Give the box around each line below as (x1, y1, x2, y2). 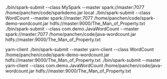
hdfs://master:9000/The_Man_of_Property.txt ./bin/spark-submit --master (5, 57, 161, 63)
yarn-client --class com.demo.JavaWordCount (5, 63, 103, 68)
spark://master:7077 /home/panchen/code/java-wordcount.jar (5, 31, 136, 37)
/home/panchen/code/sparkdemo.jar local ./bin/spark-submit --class (5, 10, 151, 16)
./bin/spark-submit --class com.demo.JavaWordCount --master (5, 26, 139, 32)
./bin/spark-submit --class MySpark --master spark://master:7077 (5, 5, 145, 10)
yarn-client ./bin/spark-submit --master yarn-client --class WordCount (5, 47, 154, 52)
